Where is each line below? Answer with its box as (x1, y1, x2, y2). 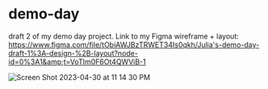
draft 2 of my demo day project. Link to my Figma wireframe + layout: (8, 31, 240, 41)
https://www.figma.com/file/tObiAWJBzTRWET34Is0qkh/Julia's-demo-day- (8, 39, 260, 49)
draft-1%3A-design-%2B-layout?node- (8, 48, 139, 58)
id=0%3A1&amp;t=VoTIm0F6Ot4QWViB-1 (8, 57, 147, 67)
